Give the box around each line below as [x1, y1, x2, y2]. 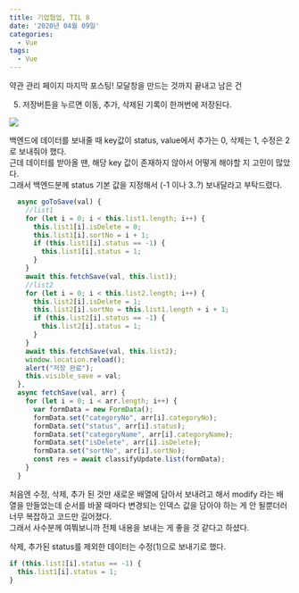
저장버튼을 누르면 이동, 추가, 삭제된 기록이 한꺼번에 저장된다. [21, 99, 232, 110]
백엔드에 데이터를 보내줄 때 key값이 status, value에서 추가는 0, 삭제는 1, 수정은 [9, 135, 284, 146]
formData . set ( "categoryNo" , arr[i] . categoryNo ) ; [32, 413, 218, 422]
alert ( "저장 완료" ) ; [25, 363, 95, 372]
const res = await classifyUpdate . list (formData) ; [32, 455, 226, 464]
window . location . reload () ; [25, 355, 126, 364]
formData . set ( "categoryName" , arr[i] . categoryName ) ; [32, 430, 234, 438]
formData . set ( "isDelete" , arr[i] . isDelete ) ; [32, 438, 202, 447]
